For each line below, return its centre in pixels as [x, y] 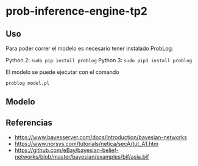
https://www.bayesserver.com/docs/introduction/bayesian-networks [101, 137]
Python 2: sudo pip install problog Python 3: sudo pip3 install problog [99, 60]
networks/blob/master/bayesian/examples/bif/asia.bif [82, 157]
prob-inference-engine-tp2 [76, 11]
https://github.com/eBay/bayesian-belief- [67, 150]
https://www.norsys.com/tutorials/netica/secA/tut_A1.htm [87, 144]
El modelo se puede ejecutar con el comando [62, 72]
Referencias [29, 122]
